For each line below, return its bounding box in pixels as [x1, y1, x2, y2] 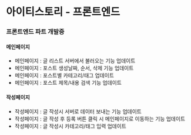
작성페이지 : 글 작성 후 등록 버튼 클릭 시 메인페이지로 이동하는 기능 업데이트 [14, 115, 186, 122]
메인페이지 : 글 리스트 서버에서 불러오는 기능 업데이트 [14, 57, 136, 64]
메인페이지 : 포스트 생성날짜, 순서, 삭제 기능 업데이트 [14, 65, 134, 72]
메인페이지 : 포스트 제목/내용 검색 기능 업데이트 [14, 79, 122, 86]
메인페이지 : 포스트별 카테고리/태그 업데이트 [14, 72, 115, 79]
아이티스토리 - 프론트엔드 [6, 5, 120, 19]
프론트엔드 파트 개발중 [6, 27, 65, 36]
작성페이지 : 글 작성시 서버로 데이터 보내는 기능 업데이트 [14, 108, 142, 115]
